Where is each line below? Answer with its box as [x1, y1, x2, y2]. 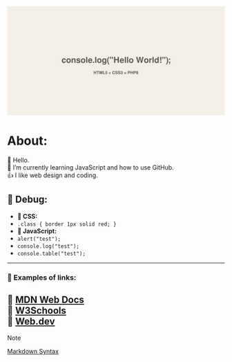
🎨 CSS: [17, 212, 38, 220]
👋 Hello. [7, 156, 30, 164]
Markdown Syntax [7, 347, 59, 356]
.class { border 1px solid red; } [17, 221, 117, 228]
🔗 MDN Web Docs [7, 294, 85, 306]
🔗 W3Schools [7, 305, 67, 317]
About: [7, 133, 48, 149]
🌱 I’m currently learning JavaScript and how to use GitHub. [7, 163, 174, 172]
